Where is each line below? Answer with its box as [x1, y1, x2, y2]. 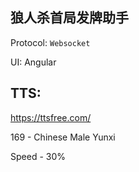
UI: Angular [10, 56, 57, 68]
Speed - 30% [10, 150, 66, 162]
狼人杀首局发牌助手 [10, 9, 129, 27]
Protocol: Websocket [10, 36, 91, 48]
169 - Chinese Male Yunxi [10, 131, 116, 143]
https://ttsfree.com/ [10, 111, 92, 123]
